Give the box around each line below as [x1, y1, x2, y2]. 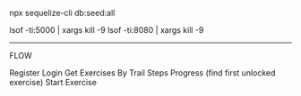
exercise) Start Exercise [9, 77, 97, 87]
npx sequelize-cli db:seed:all [9, 8, 116, 18]
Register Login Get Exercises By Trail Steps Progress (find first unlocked [9, 68, 276, 78]
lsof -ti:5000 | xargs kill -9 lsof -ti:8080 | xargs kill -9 [9, 25, 204, 35]
